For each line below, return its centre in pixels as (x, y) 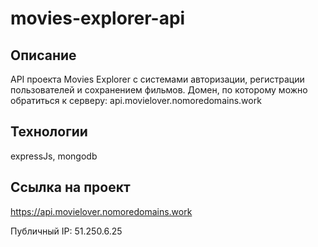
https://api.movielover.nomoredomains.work (101, 211)
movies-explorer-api (98, 18)
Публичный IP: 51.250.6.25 (66, 231)
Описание (43, 55)
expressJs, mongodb (54, 156)
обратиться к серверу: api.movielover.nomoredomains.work (136, 100)
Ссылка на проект (70, 187)
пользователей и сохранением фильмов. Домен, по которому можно (159, 90)
